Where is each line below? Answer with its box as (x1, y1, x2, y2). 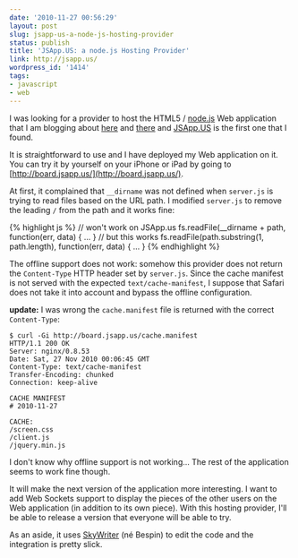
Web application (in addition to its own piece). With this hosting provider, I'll (9, 502, 287, 513)
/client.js (9, 433, 50, 442)
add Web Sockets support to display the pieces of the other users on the (9, 493, 277, 503)
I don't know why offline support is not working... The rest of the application (9, 456, 289, 467)
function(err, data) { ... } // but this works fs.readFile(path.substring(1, (9, 231, 264, 242)
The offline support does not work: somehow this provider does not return (9, 258, 284, 269)
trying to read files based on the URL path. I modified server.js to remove (9, 194, 282, 206)
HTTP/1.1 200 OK (9, 339, 70, 348)
